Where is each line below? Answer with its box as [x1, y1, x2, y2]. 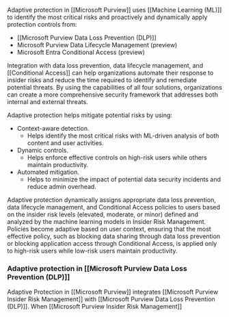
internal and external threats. [7, 98, 89, 105]
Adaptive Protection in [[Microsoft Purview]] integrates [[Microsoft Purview [7, 288, 219, 296]
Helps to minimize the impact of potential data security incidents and [27, 175, 221, 183]
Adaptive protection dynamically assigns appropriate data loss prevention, [7, 196, 217, 204]
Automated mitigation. [16, 168, 80, 176]
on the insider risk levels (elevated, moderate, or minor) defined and [7, 210, 199, 218]
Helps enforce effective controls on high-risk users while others [27, 153, 207, 162]
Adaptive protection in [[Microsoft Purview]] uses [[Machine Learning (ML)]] [7, 6, 222, 14]
